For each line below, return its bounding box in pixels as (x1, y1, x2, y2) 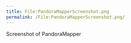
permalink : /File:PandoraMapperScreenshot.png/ (6, 14, 126, 20)
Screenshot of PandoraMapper (6, 30, 81, 37)
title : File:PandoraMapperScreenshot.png (6, 8, 110, 15)
